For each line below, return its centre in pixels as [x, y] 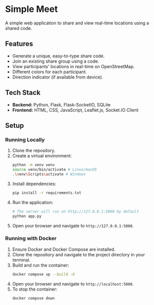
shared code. [19, 28]
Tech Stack [23, 93]
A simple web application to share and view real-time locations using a [77, 23]
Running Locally [25, 139]
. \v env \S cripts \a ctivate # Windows [49, 174]
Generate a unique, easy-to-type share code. [58, 56]
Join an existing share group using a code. [56, 61]
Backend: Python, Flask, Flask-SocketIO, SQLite [61, 104]
